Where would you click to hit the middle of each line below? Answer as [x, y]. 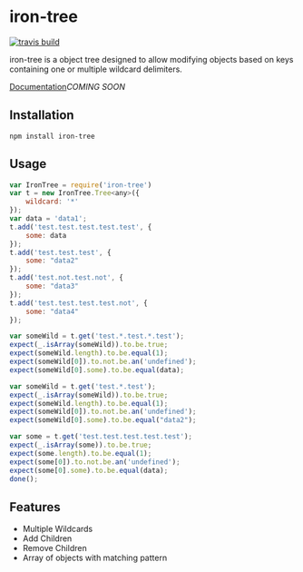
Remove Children [55, 548]
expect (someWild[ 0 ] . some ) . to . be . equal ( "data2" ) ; [103, 420]
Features [35, 507]
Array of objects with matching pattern [95, 558]
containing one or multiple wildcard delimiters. [96, 69]
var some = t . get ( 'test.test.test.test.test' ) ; [101, 437]
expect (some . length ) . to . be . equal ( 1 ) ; [81, 453]
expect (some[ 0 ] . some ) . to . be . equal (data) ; [89, 470]
